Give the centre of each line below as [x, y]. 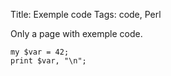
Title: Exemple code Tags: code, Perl [86, 14]
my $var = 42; [40, 52]
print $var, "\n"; [48, 61]
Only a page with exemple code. [76, 33]
